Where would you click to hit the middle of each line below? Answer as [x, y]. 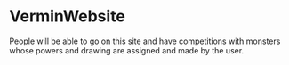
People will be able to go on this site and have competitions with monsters [145, 41]
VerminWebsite [68, 16]
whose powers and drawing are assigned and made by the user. [127, 50]
